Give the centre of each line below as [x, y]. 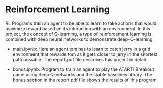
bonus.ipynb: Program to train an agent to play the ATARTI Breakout [83, 69]
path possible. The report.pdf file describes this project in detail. [80, 59]
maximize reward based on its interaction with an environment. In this [78, 28]
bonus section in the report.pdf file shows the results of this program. [85, 80]
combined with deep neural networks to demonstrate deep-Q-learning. [79, 39]
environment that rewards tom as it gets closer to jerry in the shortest [85, 54]
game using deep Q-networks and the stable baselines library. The [83, 74]
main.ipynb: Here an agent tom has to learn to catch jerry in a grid [81, 49]
